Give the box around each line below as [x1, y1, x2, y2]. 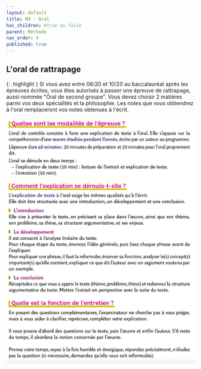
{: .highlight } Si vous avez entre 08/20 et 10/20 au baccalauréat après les [6, 80, 188, 87]
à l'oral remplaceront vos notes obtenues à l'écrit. [6, 106, 129, 113]
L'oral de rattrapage [6, 64, 81, 75]
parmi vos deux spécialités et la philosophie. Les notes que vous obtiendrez [6, 99, 194, 106]
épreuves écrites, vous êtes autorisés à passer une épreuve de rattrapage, [6, 87, 191, 94]
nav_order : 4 [6, 35, 39, 41]
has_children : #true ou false [6, 22, 82, 28]
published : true [6, 41, 47, 47]
